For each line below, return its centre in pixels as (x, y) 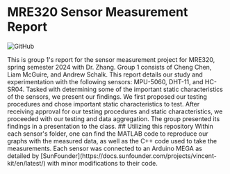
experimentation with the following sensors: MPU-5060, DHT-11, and (105, 81)
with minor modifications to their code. (102, 163)
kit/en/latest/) (27, 163)
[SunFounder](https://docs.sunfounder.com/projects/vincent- (129, 156)
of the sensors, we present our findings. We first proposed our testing (107, 96)
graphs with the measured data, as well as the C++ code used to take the (112, 141)
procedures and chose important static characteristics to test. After (104, 104)
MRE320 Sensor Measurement (98, 12)
